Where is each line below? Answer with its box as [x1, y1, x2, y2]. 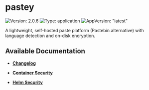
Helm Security [12, 79, 43, 85]
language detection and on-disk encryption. [5, 33, 96, 39]
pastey [5, 1, 34, 13]
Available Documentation [5, 47, 86, 55]
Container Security [12, 70, 53, 76]
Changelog [12, 60, 36, 66]
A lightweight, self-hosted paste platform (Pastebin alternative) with [5, 27, 145, 33]
